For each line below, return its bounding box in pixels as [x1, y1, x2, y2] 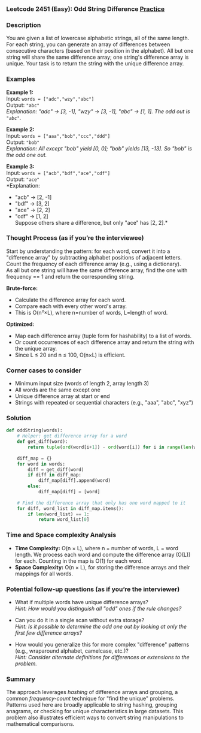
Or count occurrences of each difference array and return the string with [14, 338, 194, 346]
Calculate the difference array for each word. [14, 296, 126, 303]
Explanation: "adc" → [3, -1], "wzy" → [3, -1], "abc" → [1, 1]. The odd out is [6, 107, 190, 115]
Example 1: [6, 89, 34, 96]
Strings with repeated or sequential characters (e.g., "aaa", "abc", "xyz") [14, 399, 193, 406]
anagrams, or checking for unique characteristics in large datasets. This [6, 708, 184, 715]
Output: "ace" [6, 176, 40, 183]
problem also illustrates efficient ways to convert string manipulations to [6, 714, 184, 721]
